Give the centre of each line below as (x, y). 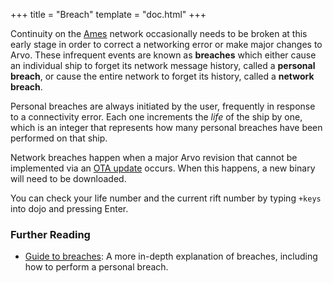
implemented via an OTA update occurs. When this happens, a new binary (163, 168)
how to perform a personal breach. (96, 267)
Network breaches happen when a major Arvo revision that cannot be (154, 157)
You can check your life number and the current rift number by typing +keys (166, 198)
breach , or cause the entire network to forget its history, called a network (162, 76)
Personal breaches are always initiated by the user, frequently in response (163, 106)
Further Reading (50, 234)
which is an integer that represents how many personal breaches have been (166, 127)
